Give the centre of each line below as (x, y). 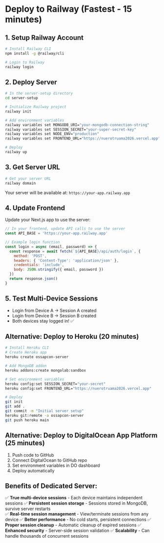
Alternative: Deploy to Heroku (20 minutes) (72, 337)
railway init (18, 111)
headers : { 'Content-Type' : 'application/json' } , (66, 260)
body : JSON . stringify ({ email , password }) (59, 270)
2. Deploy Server (31, 82)
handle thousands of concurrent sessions (47, 536)
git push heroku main (27, 420)
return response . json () (33, 279)
